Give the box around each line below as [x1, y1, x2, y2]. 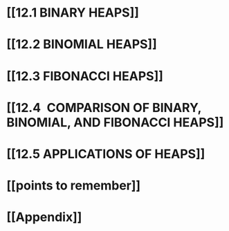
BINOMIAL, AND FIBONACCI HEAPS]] [6, 114, 224, 130]
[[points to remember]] [6, 178, 141, 194]
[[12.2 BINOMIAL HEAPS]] [6, 37, 157, 53]
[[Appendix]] [6, 210, 82, 225]
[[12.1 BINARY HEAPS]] [6, 5, 140, 21]
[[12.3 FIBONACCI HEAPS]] [6, 68, 164, 84]
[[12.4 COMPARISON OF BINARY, [6, 100, 202, 115]
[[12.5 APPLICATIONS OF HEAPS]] [6, 146, 205, 162]
